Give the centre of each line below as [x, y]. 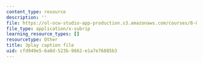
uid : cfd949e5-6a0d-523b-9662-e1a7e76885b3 [62, 51]
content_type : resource [36, 12]
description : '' [27, 17]
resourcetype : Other [32, 40]
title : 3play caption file [40, 46]
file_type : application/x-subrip [48, 28]
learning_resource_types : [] [43, 34]
